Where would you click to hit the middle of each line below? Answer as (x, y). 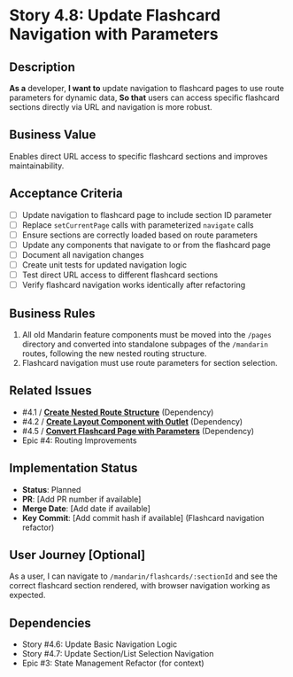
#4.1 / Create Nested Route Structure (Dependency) (118, 412)
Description (42, 67)
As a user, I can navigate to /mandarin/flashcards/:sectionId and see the (144, 576)
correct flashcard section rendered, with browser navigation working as (140, 586)
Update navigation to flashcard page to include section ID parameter (147, 214)
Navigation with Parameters (114, 34)
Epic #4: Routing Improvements (79, 440)
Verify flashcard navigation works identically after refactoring (134, 285)
